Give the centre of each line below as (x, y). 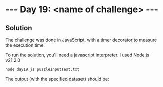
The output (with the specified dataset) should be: (57, 79)
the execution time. (25, 45)
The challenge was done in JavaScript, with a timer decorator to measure (81, 40)
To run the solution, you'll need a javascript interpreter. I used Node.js (77, 55)
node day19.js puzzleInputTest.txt (43, 69)
